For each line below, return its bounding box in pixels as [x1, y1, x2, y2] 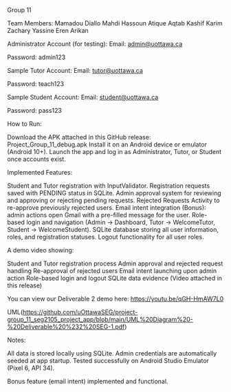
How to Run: [7, 120, 43, 128]
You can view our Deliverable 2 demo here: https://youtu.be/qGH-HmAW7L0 [7, 295, 224, 303]
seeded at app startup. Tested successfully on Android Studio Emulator [7, 357, 210, 364]
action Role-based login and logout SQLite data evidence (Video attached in [7, 274, 222, 282]
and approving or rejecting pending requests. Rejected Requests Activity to [7, 196, 220, 204]
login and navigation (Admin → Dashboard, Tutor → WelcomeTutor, [26, 218, 215, 226]
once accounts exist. [7, 155, 67, 163]
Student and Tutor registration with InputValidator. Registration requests [7, 182, 210, 190]
